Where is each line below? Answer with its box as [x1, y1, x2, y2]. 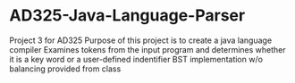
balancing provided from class [9, 63, 122, 74]
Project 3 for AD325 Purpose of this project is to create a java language [9, 35, 273, 46]
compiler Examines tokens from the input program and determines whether [9, 44, 286, 54]
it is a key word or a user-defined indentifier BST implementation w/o [9, 54, 264, 64]
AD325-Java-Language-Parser [9, 5, 246, 26]
